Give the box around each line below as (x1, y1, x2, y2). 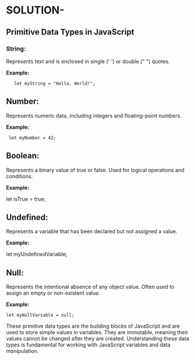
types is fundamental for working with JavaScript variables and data (6, 341, 171, 348)
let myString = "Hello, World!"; (13, 80, 95, 86)
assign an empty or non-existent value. (6, 290, 101, 297)
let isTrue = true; (6, 195, 46, 203)
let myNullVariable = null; (6, 312, 75, 318)
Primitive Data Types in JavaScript (6, 27, 135, 37)
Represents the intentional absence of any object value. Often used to (6, 283, 175, 291)
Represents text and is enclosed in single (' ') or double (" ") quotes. (6, 58, 170, 65)
